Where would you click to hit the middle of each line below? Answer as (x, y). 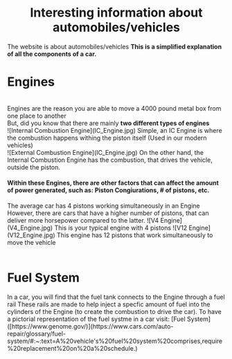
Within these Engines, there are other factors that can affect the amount (113, 183)
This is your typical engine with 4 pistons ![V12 (121, 228)
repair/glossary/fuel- (37, 334)
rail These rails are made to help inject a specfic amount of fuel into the (109, 304)
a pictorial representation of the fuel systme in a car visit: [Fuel (96, 319)
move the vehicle (32, 243)
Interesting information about (116, 13)
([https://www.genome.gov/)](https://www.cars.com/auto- (90, 326)
